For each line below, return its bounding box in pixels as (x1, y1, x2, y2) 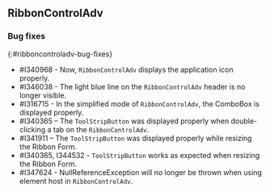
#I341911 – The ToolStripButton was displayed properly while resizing (19, 133, 252, 143)
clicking (19, 124, 46, 134)
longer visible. (19, 90, 67, 100)
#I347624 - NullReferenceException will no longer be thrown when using (19, 167, 262, 177)
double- (230, 116, 258, 126)
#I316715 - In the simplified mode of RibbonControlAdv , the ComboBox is (19, 98, 260, 108)
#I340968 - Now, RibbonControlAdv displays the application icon (19, 65, 234, 74)
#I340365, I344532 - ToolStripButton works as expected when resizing (19, 150, 260, 160)
